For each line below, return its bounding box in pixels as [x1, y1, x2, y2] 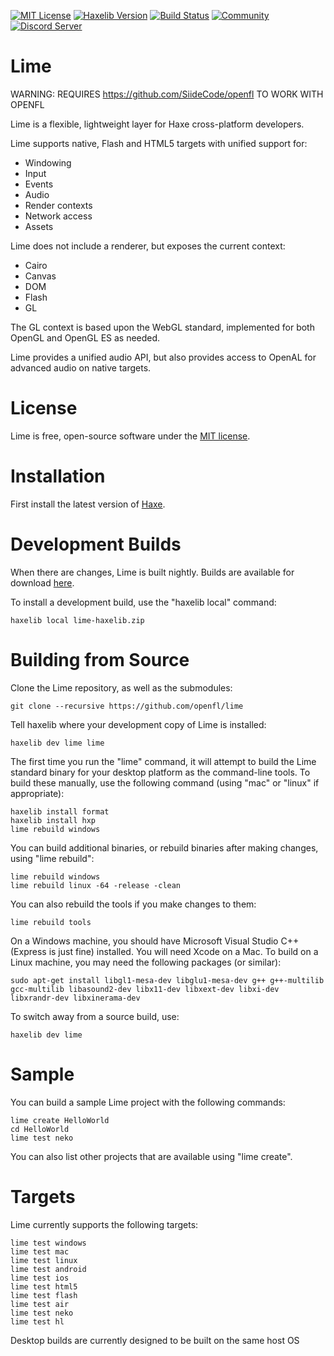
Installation [10, 465, 106, 488]
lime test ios [10, 1273, 70, 1283]
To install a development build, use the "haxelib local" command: [10, 596, 277, 608]
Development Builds [10, 533, 182, 555]
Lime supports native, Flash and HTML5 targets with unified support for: [10, 137, 308, 149]
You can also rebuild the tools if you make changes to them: [10, 898, 257, 910]
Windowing [24, 156, 72, 169]
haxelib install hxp [10, 815, 97, 825]
